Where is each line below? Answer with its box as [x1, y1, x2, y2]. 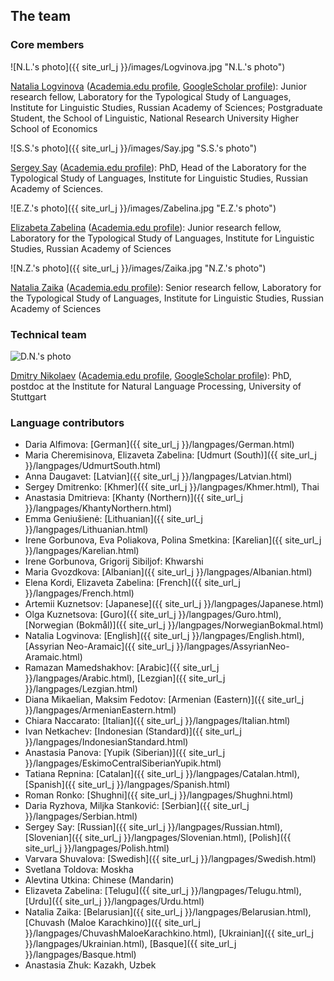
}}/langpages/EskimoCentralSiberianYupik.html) [24, 757, 222, 769]
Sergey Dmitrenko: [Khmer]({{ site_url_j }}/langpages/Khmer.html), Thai [24, 481, 320, 493]
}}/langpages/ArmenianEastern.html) [24, 704, 177, 716]
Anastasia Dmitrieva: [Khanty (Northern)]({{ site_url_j [24, 492, 243, 504]
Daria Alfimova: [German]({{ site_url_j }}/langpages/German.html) [24, 439, 295, 451]
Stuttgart [10, 390, 47, 403]
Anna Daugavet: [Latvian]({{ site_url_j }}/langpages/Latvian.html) [24, 470, 293, 483]
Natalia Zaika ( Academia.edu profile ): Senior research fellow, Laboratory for [10, 281, 322, 293]
